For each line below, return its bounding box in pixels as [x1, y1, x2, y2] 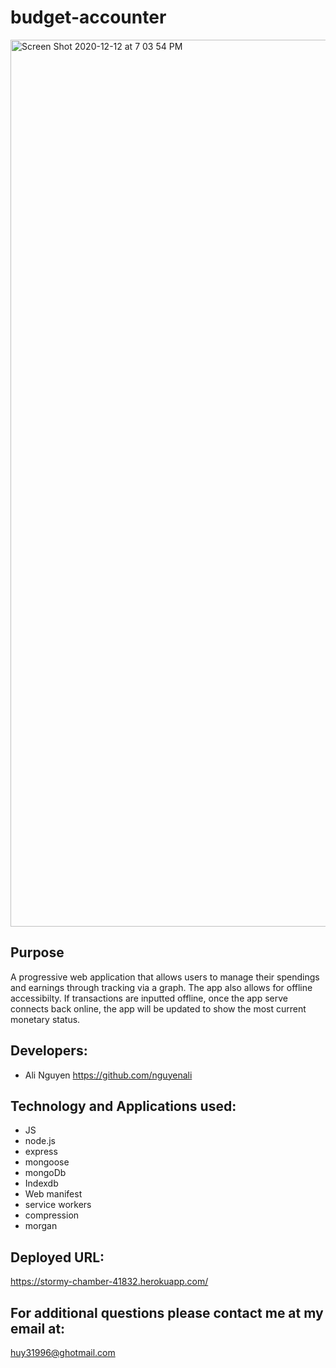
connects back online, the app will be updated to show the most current [10, 1002, 307, 1015]
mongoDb [24, 1167, 67, 1179]
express [24, 1146, 58, 1158]
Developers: [10, 1042, 88, 1060]
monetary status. [10, 1013, 81, 1025]
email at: [10, 1320, 66, 1337]
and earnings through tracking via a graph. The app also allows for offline [10, 981, 313, 993]
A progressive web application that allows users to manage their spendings [10, 971, 320, 983]
